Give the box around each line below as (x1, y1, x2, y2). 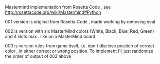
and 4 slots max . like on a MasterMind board (5, 34, 96, 39)
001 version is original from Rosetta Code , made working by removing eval (5, 19, 156, 24)
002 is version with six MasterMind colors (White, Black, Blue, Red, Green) (5, 28, 154, 34)
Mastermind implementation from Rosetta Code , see (5, 4, 111, 10)
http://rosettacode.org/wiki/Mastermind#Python (5, 9, 101, 15)
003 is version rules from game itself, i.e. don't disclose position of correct (5, 43, 155, 48)
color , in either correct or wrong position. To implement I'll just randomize (5, 48, 154, 54)
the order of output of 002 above (5, 53, 71, 59)
